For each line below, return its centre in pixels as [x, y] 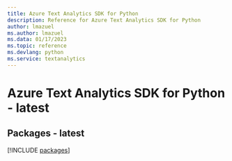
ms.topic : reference [37, 46]
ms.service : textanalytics [46, 59]
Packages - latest [46, 134]
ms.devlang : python [36, 53]
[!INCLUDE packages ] [39, 150]
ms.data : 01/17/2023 [37, 40]
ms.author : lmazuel [36, 33]
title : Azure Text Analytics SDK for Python [73, 14]
